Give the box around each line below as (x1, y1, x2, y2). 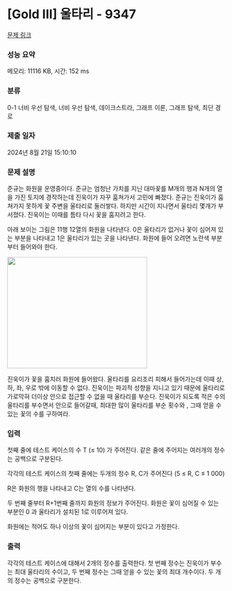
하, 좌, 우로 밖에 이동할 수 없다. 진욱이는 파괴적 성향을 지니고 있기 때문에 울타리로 (7, 384, 226, 392)
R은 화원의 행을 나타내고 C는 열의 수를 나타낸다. (7, 484, 136, 493)
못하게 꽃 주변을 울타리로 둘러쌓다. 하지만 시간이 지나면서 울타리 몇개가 (25, 202, 217, 210)
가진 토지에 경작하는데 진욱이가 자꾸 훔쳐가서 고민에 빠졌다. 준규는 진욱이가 (14, 193, 217, 202)
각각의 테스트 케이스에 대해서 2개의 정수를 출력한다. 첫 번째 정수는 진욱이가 (7, 558, 210, 567)
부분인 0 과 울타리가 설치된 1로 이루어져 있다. (7, 507, 129, 516)
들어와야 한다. (19, 243, 58, 251)
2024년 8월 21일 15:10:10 (7, 148, 77, 157)
